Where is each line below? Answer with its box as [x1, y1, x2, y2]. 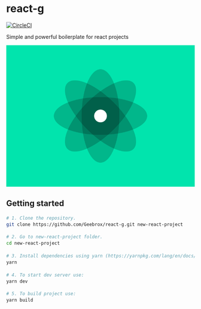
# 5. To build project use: [6, 291, 77, 297]
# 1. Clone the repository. [6, 215, 77, 221]
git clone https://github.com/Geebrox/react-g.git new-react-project [6, 221, 184, 228]
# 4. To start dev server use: [6, 272, 84, 278]
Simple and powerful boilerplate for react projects [6, 33, 129, 40]
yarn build [6, 297, 33, 304]
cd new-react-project [6, 240, 60, 247]
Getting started [6, 198, 65, 208]
